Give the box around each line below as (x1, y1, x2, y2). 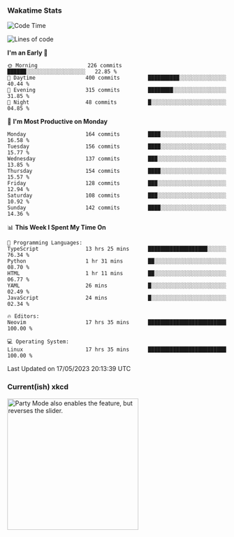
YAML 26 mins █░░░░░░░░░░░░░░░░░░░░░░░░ (7, 282, 227, 289)
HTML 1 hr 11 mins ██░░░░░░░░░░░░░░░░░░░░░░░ (7, 270, 227, 277)
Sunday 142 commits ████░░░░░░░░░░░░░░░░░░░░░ (7, 204, 227, 211)
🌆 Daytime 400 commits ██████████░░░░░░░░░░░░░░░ (7, 74, 227, 82)
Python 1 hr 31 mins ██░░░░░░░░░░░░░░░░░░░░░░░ (7, 258, 227, 265)
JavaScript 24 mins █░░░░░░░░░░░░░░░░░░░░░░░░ (7, 295, 227, 302)
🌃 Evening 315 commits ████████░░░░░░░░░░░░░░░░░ (7, 87, 227, 94)
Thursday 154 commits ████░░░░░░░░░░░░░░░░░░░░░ (7, 167, 227, 175)
